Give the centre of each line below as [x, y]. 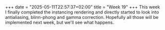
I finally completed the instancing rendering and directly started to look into [82, 12]
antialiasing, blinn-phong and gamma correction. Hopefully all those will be [82, 17]
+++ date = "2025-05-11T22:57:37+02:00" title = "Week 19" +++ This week [82, 7]
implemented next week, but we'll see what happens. [60, 22]
